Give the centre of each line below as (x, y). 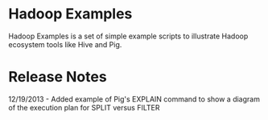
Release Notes (58, 77)
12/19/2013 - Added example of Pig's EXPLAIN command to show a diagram (134, 99)
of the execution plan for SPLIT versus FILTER (84, 107)
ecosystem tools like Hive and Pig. (65, 44)
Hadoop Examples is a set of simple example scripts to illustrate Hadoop (128, 36)
